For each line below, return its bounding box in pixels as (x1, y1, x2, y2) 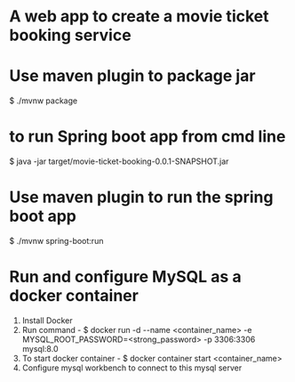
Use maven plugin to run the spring (9, 187, 274, 207)
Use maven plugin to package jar (9, 66, 256, 86)
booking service (9, 25, 132, 45)
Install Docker (21, 314, 73, 326)
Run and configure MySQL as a (9, 267, 242, 287)
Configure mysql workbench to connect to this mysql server (21, 362, 243, 373)
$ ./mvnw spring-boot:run (9, 236, 104, 246)
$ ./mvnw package (9, 95, 78, 106)
